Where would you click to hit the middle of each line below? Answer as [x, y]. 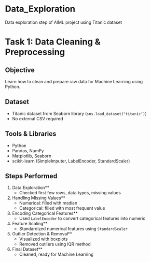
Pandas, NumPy [28, 150]
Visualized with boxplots [43, 239]
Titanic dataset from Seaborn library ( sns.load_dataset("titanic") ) [79, 113]
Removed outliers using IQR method [55, 244]
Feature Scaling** [30, 224]
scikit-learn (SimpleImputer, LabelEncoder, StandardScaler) [71, 161]
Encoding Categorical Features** [45, 213]
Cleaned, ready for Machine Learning [56, 254]
